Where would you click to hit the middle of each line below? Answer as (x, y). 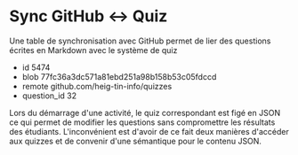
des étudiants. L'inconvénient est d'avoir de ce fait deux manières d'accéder (149, 131)
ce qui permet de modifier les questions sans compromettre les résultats (142, 122)
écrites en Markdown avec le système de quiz (93, 50)
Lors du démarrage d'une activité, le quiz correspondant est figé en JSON (145, 112)
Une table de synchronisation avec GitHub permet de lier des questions (140, 41)
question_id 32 (49, 96)
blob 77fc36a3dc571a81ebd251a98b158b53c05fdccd (119, 76)
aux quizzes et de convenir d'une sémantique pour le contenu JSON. (136, 141)
